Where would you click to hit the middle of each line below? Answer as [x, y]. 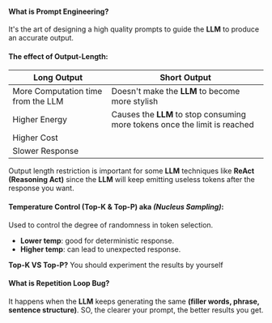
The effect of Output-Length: [58, 56]
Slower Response [46, 151]
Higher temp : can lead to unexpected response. [100, 249]
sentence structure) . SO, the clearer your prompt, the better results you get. [136, 310]
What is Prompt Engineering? [59, 11]
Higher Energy [40, 120]
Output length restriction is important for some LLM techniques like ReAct [132, 171]
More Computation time [57, 91]
